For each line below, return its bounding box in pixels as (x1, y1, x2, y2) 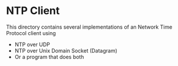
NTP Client (6, 4, 60, 18)
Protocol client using (6, 29, 56, 36)
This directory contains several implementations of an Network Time (6, 23, 173, 30)
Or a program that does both (14, 53, 84, 60)
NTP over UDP (14, 41, 50, 48)
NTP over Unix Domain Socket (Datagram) (14, 47, 118, 54)
